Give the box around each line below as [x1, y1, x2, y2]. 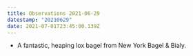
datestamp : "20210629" [7, 16, 72, 23]
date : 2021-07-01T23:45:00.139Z [7, 23, 100, 29]
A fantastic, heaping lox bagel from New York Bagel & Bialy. [17, 42, 187, 50]
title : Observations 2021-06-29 [7, 10, 100, 17]
